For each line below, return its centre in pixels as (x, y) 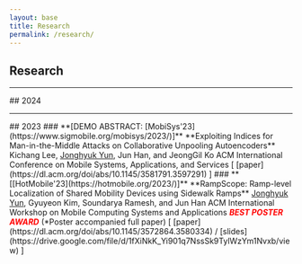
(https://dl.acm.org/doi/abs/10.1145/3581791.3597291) (108, 174)
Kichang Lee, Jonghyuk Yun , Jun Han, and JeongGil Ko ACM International (146, 155)
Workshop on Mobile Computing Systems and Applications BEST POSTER (147, 213)
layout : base (34, 18)
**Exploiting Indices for (229, 136)
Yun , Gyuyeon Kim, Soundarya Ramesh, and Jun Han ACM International (142, 203)
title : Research (40, 26)
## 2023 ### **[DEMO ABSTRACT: (76, 127)
